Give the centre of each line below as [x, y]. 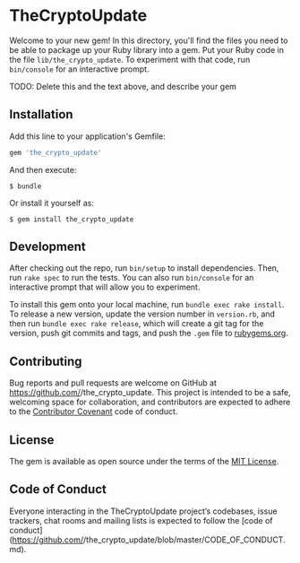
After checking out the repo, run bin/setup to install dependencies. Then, [144, 268]
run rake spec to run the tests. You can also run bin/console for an [132, 278]
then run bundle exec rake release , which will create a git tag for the [137, 324]
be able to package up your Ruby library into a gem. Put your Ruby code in [147, 49]
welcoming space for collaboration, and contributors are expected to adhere [150, 402]
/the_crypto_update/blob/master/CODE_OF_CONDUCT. [184, 540]
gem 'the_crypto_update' [56, 152]
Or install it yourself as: [51, 203]
